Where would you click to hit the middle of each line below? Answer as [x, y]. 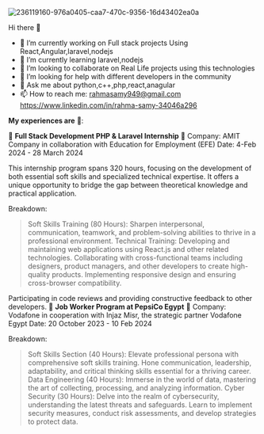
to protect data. [53, 421]
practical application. [42, 193]
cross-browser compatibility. [75, 283]
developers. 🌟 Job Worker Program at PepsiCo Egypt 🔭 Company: [117, 306]
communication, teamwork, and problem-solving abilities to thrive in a [142, 232]
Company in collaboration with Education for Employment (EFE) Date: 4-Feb [132, 144]
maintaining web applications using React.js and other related [128, 249]
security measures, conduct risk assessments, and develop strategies [142, 413]
